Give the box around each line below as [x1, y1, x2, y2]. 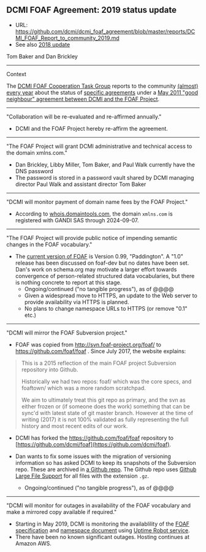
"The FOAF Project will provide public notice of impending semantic [6, 234, 178, 241]
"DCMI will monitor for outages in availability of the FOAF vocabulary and [6, 502, 191, 509]
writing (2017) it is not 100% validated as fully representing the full [21, 416, 189, 423]
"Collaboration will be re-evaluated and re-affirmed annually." [6, 113, 162, 120]
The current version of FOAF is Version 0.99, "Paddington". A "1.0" [15, 252, 184, 260]
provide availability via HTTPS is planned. [24, 298, 129, 306]
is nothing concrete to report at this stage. [15, 279, 122, 286]
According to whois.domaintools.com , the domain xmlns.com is [15, 210, 173, 217]
